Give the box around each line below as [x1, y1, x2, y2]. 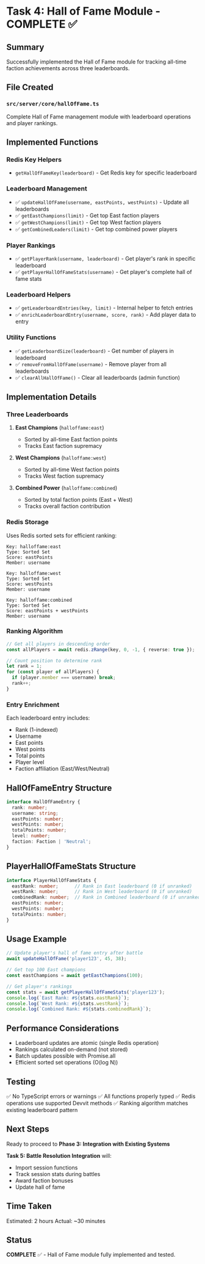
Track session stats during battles [15, 1170, 101, 1177]
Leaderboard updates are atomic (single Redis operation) [15, 1039, 159, 1047]
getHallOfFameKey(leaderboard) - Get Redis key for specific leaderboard [15, 169, 197, 176]
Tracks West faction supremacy [24, 472, 104, 480]
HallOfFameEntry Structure [6, 782, 112, 793]
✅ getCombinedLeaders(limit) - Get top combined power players [15, 225, 178, 233]
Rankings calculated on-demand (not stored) [15, 1046, 128, 1053]
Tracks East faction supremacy [24, 442, 103, 450]
